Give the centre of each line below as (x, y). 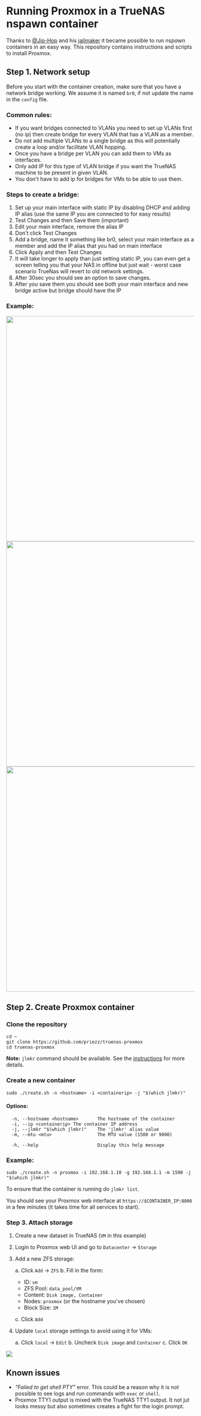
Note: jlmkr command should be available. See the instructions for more (96, 1059)
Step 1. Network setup (48, 72)
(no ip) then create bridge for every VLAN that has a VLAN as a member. (104, 135)
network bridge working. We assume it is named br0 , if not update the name (100, 93)
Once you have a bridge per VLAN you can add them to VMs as (93, 154)
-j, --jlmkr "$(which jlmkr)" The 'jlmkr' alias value (86, 1129)
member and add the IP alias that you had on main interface (89, 246)
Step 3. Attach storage (39, 1223)
